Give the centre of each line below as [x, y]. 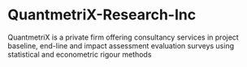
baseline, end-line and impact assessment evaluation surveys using [121, 45]
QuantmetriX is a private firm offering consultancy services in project [123, 37]
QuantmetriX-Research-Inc [102, 15]
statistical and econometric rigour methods [80, 54]
